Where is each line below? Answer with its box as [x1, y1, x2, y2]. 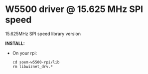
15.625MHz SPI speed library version [5, 30, 81, 36]
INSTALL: [5, 40, 25, 46]
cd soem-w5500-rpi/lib [12, 59, 60, 64]
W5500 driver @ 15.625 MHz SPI [5, 3, 144, 15]
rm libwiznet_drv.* [12, 64, 53, 69]
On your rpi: [12, 50, 37, 56]
